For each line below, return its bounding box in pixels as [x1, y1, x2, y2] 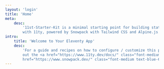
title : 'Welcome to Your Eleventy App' [14, 39, 95, 44]
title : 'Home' [5, 12, 34, 17]
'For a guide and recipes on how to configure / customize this [22, 48, 156, 52]
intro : [5, 34, 19, 39]
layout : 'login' [5, 7, 38, 12]
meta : [5, 16, 16, 21]
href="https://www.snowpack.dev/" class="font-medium [22, 57, 134, 62]
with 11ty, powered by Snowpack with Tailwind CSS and [22, 30, 137, 34]
